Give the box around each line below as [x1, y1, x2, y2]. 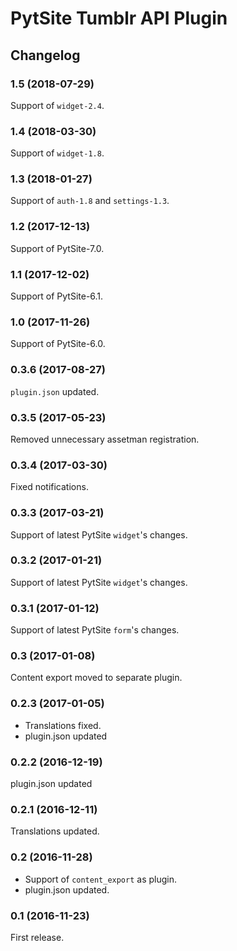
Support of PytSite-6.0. [10, 338, 106, 350]
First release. [10, 931, 65, 943]
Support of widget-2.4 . [10, 99, 105, 111]
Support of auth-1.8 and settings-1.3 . [10, 195, 170, 207]
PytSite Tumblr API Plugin [10, 7, 228, 30]
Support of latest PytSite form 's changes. [10, 624, 180, 636]
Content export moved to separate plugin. [10, 672, 183, 684]
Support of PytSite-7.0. [10, 242, 105, 254]
